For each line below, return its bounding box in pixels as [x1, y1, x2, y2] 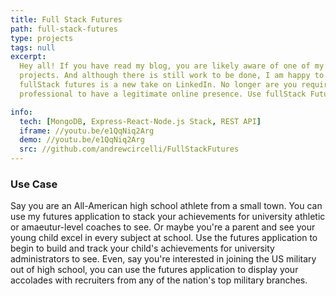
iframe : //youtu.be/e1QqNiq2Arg [19, 126, 155, 136]
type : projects [10, 33, 74, 43]
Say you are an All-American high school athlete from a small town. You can [10, 200, 323, 212]
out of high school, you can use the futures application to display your [10, 264, 299, 276]
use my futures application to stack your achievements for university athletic [10, 211, 326, 223]
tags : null [10, 42, 56, 53]
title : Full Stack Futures [10, 14, 123, 25]
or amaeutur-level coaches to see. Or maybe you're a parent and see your [10, 221, 316, 233]
